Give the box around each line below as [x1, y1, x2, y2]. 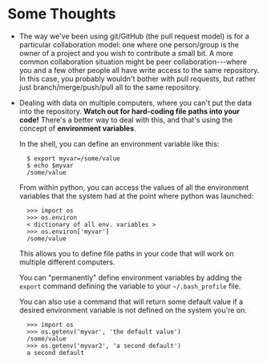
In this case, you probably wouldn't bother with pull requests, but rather [18, 74, 256, 83]
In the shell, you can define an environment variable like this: [18, 139, 220, 148]
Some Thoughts [7, 5, 116, 23]
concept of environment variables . [18, 123, 137, 133]
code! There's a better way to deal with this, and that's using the [18, 115, 233, 124]
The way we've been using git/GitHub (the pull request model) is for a [18, 31, 249, 41]
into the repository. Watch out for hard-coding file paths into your [18, 106, 240, 116]
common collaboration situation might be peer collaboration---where [18, 57, 248, 67]
